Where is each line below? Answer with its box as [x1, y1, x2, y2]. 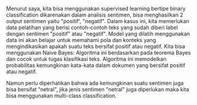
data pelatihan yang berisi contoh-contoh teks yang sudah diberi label [6, 24, 179, 31]
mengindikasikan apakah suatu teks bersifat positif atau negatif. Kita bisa [6, 43, 186, 50]
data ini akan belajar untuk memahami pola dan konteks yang [6, 37, 157, 43]
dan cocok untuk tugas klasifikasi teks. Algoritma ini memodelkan [6, 56, 167, 62]
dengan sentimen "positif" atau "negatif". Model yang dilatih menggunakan [6, 30, 190, 37]
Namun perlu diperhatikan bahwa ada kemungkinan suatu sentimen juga [6, 79, 184, 87]
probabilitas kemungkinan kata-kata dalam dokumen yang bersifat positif [6, 62, 186, 69]
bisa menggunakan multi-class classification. [6, 92, 117, 99]
